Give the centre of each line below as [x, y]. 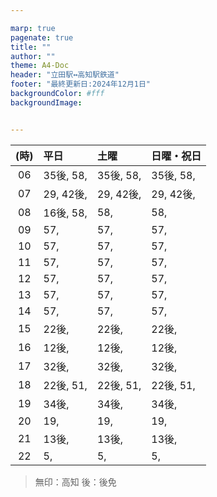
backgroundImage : [46, 102]
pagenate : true [42, 37]
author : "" [33, 56]
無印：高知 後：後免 [75, 482]
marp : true [33, 28]
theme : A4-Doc [40, 66]
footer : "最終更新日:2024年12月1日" [81, 84]
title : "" [31, 47]
